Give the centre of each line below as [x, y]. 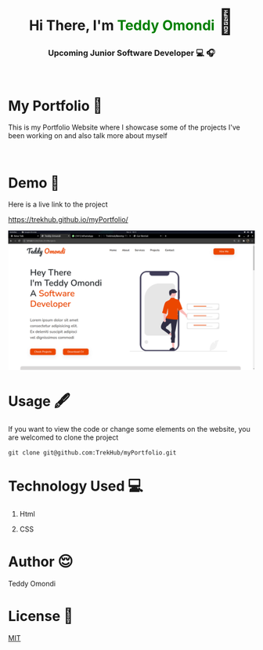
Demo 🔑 [34, 183]
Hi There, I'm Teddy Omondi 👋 [131, 22]
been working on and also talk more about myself [88, 136]
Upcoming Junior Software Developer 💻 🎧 [131, 53]
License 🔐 [41, 615]
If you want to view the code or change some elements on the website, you [129, 429]
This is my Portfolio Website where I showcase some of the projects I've [124, 127]
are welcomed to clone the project [63, 437]
